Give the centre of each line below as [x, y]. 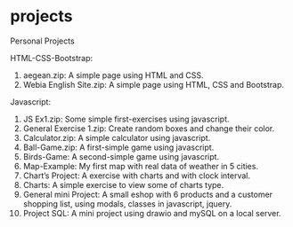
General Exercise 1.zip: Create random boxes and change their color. [149, 128]
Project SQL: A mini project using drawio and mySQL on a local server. [152, 213]
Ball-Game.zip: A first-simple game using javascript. [118, 147]
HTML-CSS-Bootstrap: [51, 58]
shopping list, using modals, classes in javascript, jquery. [127, 204]
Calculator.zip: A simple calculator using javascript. [117, 137]
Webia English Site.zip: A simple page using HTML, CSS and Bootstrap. [153, 84]
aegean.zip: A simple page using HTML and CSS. [113, 75]
